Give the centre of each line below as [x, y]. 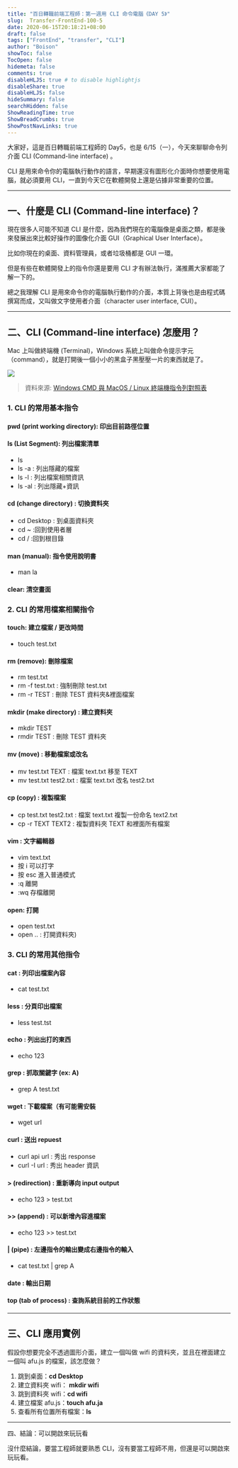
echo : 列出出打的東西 [39, 1040]
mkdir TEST [35, 728]
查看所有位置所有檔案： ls [55, 1411]
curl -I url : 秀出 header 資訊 [58, 1165]
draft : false [27, 34]
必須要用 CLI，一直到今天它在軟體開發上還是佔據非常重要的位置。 [121, 180]
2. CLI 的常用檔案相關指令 [51, 609]
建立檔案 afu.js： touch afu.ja [60, 1402]
